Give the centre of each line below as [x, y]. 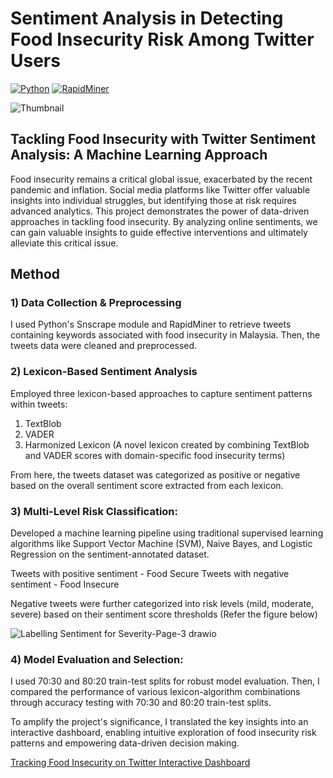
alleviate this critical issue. [64, 243]
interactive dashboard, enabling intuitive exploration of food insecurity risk [163, 733]
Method [35, 274]
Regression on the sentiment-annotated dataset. [110, 554]
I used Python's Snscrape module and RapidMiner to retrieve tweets [151, 324]
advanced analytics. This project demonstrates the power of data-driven [160, 211]
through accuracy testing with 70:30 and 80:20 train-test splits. [141, 703]
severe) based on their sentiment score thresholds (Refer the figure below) [164, 614]
